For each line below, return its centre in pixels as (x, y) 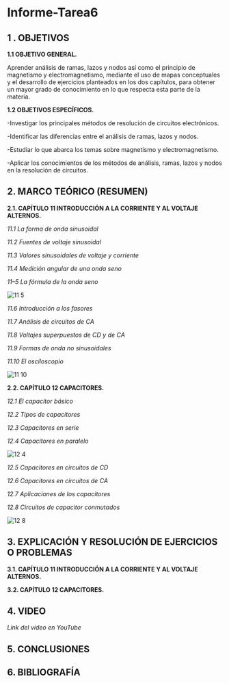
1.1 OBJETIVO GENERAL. (42, 54)
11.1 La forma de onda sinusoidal (53, 229)
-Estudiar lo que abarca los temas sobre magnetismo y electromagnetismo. (113, 150)
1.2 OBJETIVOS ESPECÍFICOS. (51, 110)
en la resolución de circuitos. (48, 170)
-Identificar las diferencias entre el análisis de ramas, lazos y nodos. (103, 136)
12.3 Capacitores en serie (43, 427)
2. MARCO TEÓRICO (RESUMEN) (78, 192)
